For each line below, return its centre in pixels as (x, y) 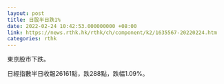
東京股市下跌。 (28, 59)
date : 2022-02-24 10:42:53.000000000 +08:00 (72, 26)
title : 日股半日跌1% (34, 20)
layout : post (26, 13)
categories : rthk (32, 39)
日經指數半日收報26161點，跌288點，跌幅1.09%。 (78, 74)
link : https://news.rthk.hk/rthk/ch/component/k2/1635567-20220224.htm (112, 32)
